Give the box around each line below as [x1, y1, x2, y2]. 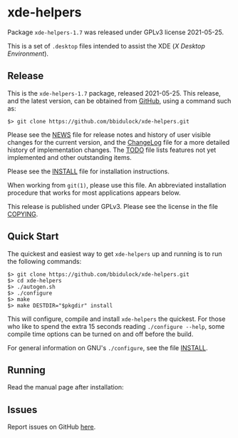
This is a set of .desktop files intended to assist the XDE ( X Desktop [7, 41, 205, 50]
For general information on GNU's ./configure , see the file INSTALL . [7, 343, 208, 352]
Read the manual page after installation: [7, 383, 124, 392]
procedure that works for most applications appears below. [7, 188, 181, 197]
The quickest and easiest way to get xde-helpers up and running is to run [7, 249, 222, 258]
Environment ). [7, 49, 48, 58]
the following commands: [7, 257, 82, 265]
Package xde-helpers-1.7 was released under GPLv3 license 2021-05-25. [7, 28, 224, 36]
